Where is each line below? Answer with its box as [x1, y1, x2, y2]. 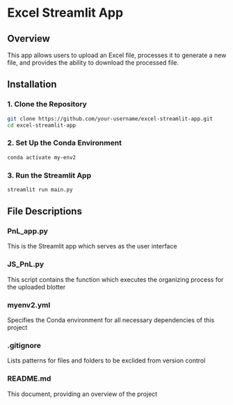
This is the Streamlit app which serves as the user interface [7, 242, 177, 251]
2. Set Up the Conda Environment [7, 138, 122, 148]
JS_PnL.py [7, 260, 44, 269]
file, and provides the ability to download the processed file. [7, 58, 179, 67]
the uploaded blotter [7, 283, 66, 291]
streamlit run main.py [7, 186, 73, 193]
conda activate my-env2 [7, 154, 77, 161]
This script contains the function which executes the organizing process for [7, 275, 224, 283]
